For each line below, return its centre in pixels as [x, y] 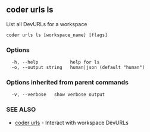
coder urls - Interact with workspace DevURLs [72, 122]
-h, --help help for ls [56, 62]
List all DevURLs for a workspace [47, 24]
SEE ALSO [21, 109]
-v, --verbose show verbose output [58, 95]
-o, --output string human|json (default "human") [78, 68]
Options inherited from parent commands [68, 83]
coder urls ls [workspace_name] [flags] [57, 35]
